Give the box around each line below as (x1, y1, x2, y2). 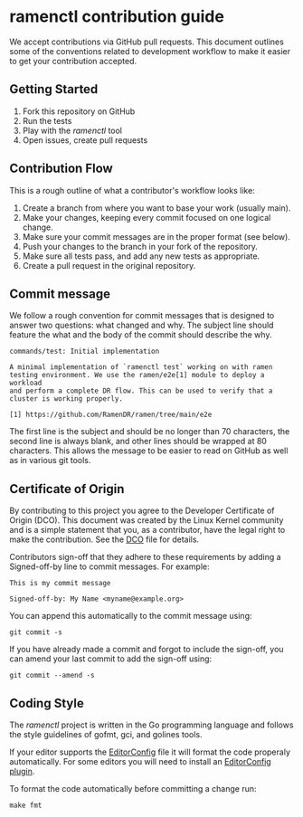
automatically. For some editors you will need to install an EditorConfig (9, 756, 271, 766)
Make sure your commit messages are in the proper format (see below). (22, 231, 291, 242)
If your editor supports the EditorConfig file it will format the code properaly (9, 746, 291, 757)
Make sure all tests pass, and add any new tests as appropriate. (22, 251, 260, 261)
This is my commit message (9, 579, 111, 588)
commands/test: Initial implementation (9, 347, 160, 356)
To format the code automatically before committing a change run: (9, 784, 257, 793)
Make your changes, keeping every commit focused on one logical (22, 212, 271, 223)
